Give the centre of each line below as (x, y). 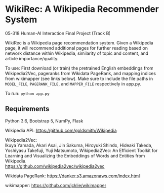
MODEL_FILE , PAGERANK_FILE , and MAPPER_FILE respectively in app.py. (73, 84)
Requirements (27, 109)
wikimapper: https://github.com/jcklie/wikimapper (56, 185)
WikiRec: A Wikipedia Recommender (82, 9)
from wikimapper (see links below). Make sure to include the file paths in (79, 78)
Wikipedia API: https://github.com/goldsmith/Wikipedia (61, 130)
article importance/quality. (32, 58)
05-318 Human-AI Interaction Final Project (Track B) (58, 33)
